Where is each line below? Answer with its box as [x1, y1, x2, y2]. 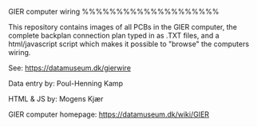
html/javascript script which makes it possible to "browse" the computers [8, 39, 250, 49]
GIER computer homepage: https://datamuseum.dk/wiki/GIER [8, 109, 210, 119]
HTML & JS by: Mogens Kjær [8, 94, 104, 103]
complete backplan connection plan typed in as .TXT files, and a [8, 31, 219, 40]
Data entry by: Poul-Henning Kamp [8, 79, 124, 88]
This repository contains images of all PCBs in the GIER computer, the [8, 22, 238, 31]
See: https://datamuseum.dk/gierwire [8, 63, 132, 73]
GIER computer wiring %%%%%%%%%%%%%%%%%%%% [8, 7, 219, 16]
